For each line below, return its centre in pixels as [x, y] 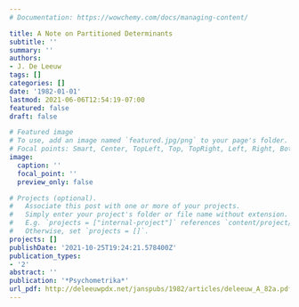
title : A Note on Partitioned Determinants [91, 33]
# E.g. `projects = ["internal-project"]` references [115, 223]
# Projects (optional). [53, 198]
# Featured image [41, 133]
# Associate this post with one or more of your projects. [125, 206]
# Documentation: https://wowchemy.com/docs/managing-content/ [129, 17]
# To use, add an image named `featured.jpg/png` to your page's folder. [149, 141]
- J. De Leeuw [36, 67]
